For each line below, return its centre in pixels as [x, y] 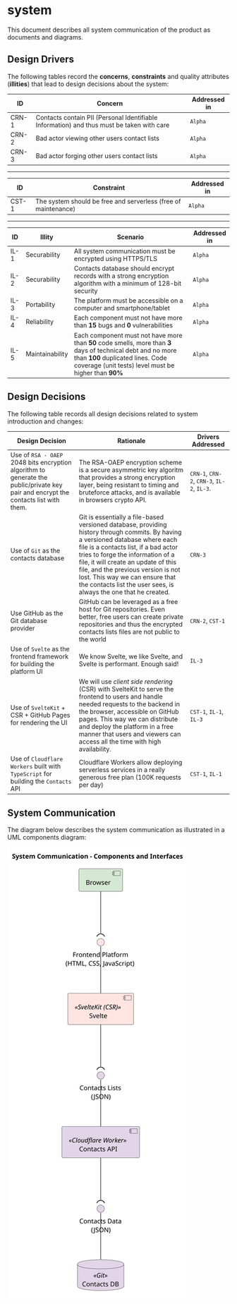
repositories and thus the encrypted [131, 624]
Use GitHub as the [37, 613]
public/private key [36, 485]
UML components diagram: [47, 838]
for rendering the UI [39, 723]
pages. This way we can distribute [128, 719]
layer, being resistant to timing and [129, 485]
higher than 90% [98, 373]
